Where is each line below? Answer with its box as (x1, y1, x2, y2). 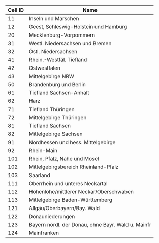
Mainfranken (28, 229, 59, 236)
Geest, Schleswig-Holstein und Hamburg (28, 23, 128, 30)
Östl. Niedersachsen (28, 48, 78, 55)
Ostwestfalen (28, 64, 61, 72)
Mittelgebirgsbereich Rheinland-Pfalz (28, 163, 119, 170)
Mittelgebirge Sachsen (28, 130, 83, 137)
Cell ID (8, 7, 24, 13)
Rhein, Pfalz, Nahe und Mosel (28, 155, 99, 162)
